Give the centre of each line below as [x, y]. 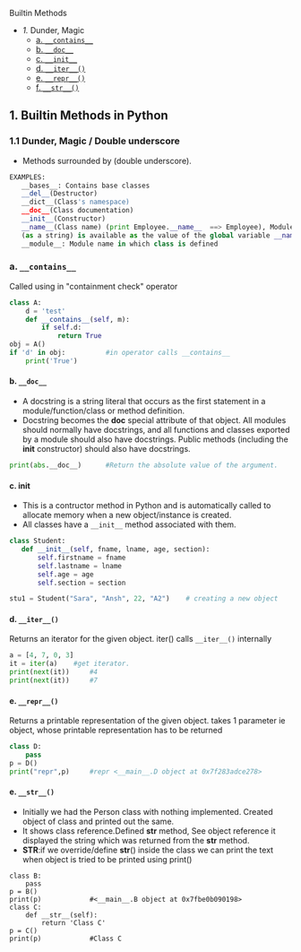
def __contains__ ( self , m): [77, 319]
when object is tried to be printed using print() [107, 859]
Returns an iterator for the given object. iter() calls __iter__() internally [141, 639]
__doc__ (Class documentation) [77, 211]
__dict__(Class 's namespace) [75, 202]
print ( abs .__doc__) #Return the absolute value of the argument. [144, 465]
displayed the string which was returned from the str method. [136, 840]
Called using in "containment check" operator [94, 286]
